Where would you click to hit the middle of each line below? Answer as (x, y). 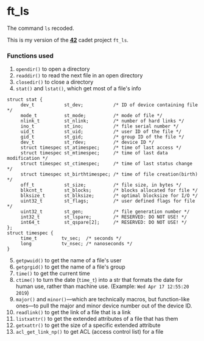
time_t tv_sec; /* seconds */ (71, 239)
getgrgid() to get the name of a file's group (70, 267)
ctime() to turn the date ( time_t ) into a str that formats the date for (99, 280)
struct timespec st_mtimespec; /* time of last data (94, 153)
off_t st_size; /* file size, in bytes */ (101, 185)
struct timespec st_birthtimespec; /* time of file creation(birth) (109, 174)
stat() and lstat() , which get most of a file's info (79, 88)
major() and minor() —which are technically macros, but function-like (103, 300)
